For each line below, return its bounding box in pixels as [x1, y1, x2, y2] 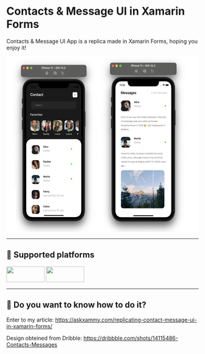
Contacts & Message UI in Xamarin [6, 4, 185, 18]
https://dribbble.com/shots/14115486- [83, 334, 178, 342]
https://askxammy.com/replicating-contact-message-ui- [54, 316, 197, 323]
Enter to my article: [6, 316, 54, 323]
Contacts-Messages [6, 341, 58, 348]
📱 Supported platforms [6, 249, 95, 260]
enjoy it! [6, 44, 26, 51]
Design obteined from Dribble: [6, 334, 82, 342]
